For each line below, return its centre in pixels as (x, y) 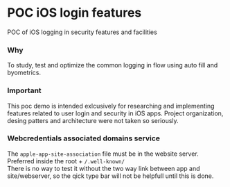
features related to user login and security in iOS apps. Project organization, (115, 113)
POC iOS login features (74, 13)
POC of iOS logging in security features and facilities (82, 32)
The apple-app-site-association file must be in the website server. (103, 154)
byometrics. (24, 73)
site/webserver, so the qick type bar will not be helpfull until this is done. (110, 176)
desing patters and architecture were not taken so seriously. (93, 120)
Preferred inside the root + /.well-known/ (66, 161)
